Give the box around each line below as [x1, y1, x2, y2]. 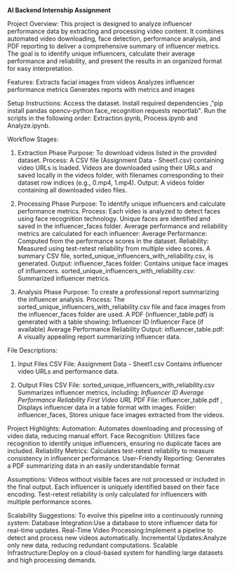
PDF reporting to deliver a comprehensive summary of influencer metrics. [7, 42, 220, 50]
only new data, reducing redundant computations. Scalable [7, 541, 178, 549]
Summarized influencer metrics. [17, 274, 110, 282]
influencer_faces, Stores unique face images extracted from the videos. [17, 411, 224, 419]
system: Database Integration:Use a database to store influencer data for [7, 519, 218, 527]
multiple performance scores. [7, 498, 93, 506]
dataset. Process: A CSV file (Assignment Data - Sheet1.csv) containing [17, 156, 224, 164]
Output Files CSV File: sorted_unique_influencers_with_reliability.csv [17, 381, 215, 389]
